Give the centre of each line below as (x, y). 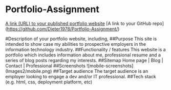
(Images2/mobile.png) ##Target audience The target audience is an (77, 71)
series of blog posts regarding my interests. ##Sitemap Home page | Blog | (84, 60)
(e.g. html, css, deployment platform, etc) (49, 82)
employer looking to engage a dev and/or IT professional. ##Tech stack (81, 76)
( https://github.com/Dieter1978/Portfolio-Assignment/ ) (62, 28)
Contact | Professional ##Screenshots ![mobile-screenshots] (69, 66)
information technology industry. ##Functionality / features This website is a (86, 49)
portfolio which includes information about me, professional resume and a (83, 55)
